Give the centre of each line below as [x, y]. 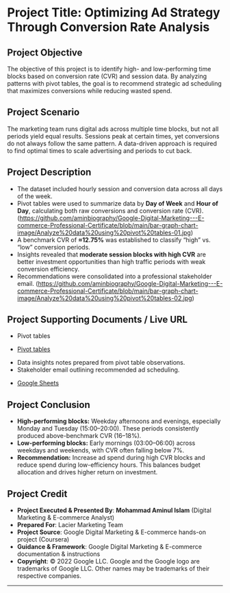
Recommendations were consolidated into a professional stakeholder [114, 276]
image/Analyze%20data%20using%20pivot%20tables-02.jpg [105, 298]
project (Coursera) [43, 540]
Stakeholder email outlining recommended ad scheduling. [98, 370]
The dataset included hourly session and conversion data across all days [120, 189]
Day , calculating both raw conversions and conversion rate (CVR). [110, 210]
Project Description [49, 172]
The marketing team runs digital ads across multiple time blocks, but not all [113, 129]
